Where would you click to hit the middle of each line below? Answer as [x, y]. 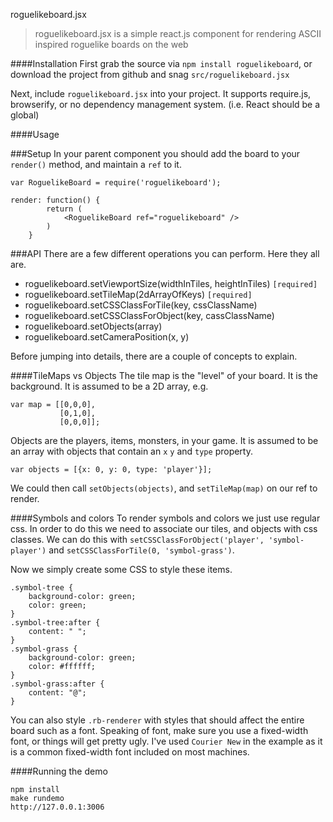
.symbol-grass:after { [57, 684]
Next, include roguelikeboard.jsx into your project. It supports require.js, [161, 93]
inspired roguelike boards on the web [111, 44]
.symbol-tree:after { [55, 623]
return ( [64, 209]
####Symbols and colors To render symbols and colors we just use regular [165, 518]
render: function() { [55, 200]
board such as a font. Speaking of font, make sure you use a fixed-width [159, 730]
